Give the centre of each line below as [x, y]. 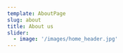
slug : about [24, 20]
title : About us [30, 26]
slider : [18, 33]
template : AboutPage [37, 13]
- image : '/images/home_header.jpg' [66, 39]
